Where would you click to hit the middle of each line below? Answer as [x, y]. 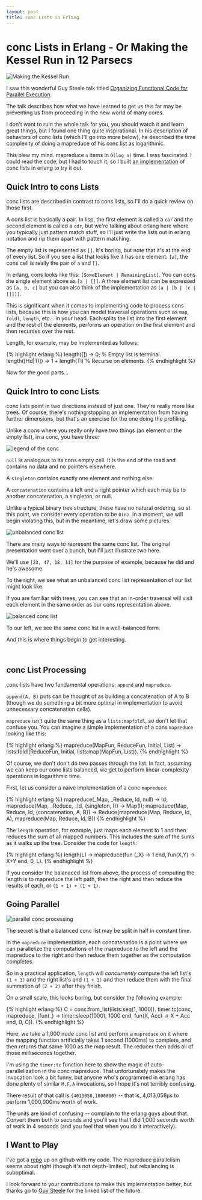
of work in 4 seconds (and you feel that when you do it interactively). [92, 1126]
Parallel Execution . [29, 94]
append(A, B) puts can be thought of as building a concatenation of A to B [98, 696]
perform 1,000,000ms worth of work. [52, 1101]
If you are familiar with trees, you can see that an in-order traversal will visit [99, 598]
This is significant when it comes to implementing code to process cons [95, 306]
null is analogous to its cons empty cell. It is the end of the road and [91, 460]
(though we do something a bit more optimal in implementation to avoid [94, 702]
